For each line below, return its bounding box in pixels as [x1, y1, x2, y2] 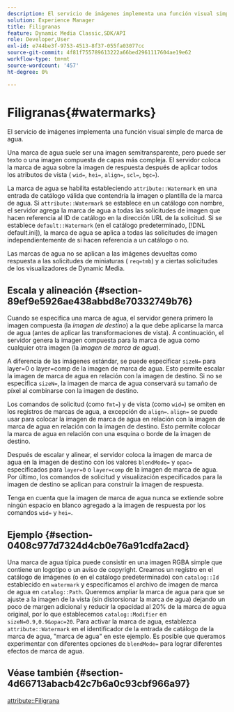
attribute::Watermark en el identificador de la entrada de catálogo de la [7, 625, 214, 633]
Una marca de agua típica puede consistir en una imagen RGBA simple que [7, 558, 223, 566]
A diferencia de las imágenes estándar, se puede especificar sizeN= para [7, 357, 216, 366]
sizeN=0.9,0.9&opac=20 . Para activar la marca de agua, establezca [7, 617, 196, 626]
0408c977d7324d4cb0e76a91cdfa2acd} [7, 539, 190, 551]
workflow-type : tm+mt [7, 56, 70, 63]
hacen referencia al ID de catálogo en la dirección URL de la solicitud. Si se [7, 214, 223, 222]
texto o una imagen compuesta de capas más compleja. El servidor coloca [7, 156, 221, 164]
